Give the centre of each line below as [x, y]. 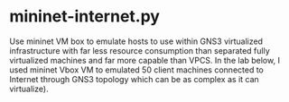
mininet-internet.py [85, 17]
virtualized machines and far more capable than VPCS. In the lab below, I [144, 60]
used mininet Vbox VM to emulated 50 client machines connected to [136, 70]
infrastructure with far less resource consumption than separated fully [140, 50]
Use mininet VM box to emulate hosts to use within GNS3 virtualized [136, 41]
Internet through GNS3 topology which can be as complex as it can [134, 79]
